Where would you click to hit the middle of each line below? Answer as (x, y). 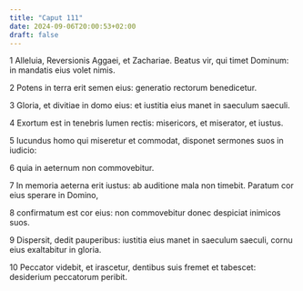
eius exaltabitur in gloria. (56, 250)
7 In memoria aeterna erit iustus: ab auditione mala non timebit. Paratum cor (151, 186)
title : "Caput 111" (46, 18)
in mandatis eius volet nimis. (62, 70)
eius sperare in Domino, (54, 196)
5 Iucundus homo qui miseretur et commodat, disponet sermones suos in (146, 141)
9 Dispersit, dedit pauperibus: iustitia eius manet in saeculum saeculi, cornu (151, 240)
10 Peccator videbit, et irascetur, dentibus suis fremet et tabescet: (133, 267)
